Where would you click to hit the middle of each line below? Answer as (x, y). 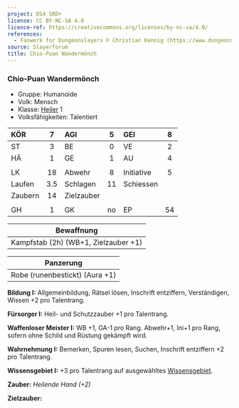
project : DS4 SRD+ (34, 14)
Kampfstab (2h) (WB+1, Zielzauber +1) (77, 243)
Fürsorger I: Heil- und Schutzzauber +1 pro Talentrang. (88, 314)
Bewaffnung (77, 230)
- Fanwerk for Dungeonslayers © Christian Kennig (89, 41)
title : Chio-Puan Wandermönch (52, 54)
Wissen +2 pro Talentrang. (46, 300)
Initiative (137, 173)
